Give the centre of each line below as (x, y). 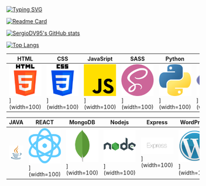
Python (175, 59)
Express (157, 122)
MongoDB (82, 122)
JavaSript (100, 59)
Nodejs (120, 122)
